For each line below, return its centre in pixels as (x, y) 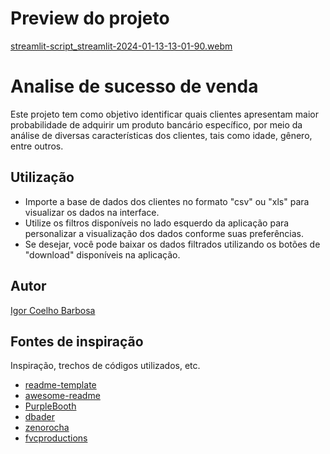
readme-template (60, 385)
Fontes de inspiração (77, 341)
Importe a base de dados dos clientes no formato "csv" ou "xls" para (167, 201)
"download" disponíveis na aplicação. (102, 254)
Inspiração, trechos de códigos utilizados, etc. (105, 366)
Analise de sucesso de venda (134, 86)
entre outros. (37, 146)
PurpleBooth (50, 406)
